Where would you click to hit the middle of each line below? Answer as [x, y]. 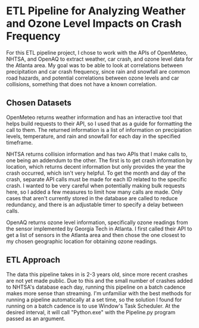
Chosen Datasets [39, 103]
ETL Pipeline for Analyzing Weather [96, 11]
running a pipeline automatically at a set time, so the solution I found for [94, 299]
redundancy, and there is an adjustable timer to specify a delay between [95, 204]
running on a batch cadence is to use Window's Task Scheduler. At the [93, 306]
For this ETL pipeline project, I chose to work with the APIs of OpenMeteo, [97, 52]
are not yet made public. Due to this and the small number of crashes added [99, 280]
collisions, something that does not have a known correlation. [81, 84]
